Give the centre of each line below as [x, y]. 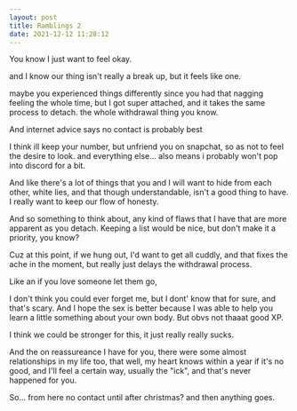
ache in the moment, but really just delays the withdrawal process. [131, 265]
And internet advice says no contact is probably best [106, 130]
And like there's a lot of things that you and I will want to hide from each [141, 183]
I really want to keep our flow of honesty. [84, 202]
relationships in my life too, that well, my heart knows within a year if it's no [147, 361]
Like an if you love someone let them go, [84, 281]
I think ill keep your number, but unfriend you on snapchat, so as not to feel [147, 146]
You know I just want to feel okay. [71, 59]
